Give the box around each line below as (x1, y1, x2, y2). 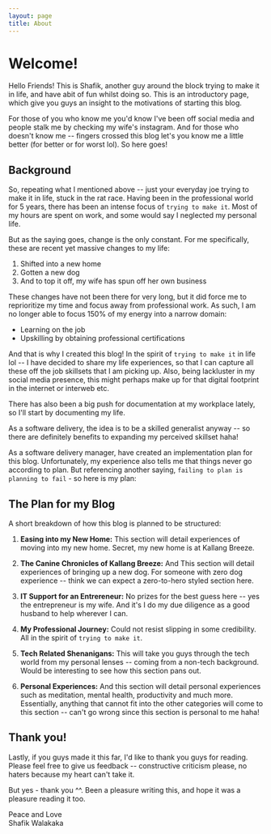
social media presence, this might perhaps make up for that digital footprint (8, 375, 260, 385)
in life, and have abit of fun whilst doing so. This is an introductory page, (8, 90, 249, 100)
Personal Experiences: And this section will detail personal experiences (19, 682, 261, 691)
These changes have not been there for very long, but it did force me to (8, 292, 247, 302)
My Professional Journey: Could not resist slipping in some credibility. (19, 624, 256, 634)
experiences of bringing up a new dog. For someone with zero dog (19, 568, 243, 577)
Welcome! (8, 54, 78, 73)
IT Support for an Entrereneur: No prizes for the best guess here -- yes (19, 592, 260, 602)
